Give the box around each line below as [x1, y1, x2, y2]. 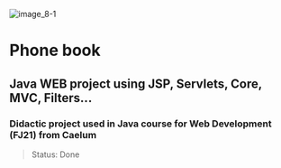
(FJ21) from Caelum [9, 128, 97, 141]
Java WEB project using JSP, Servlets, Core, [9, 76, 263, 91]
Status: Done [31, 149, 80, 160]
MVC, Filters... [9, 90, 93, 106]
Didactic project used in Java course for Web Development [9, 117, 272, 130]
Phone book [9, 41, 101, 61]
